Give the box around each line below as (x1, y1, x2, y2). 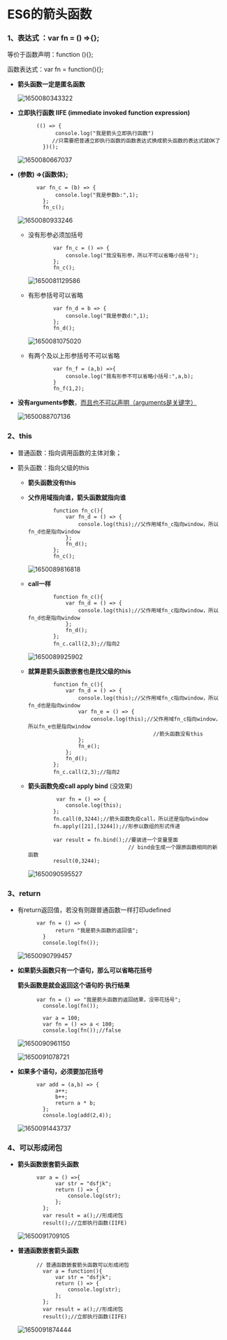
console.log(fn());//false (43, 1027, 122, 1034)
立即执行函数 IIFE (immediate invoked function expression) (17, 109, 191, 117)
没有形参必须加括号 (27, 230, 84, 239)
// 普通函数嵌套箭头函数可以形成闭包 (36, 1262, 129, 1269)
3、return (7, 888, 41, 898)
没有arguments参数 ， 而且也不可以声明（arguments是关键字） (17, 399, 197, 407)
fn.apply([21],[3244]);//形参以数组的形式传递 (52, 822, 180, 830)
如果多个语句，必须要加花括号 (17, 1068, 103, 1076)
